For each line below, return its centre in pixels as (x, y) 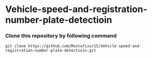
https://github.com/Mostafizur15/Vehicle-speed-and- (85, 46)
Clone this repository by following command (61, 36)
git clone (16, 46)
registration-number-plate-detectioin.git (51, 51)
